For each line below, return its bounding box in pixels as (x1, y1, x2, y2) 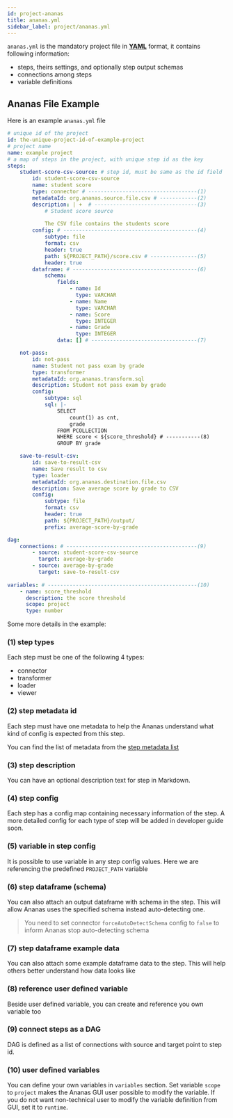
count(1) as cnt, (69, 414, 120, 421)
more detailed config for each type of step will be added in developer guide (7, 817, 224, 825)
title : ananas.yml (7, 17, 61, 24)
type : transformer (32, 369, 86, 376)
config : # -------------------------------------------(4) (32, 227, 207, 234)
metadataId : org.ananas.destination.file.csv (32, 478, 167, 486)
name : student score (32, 182, 92, 189)
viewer (17, 689, 37, 697)
